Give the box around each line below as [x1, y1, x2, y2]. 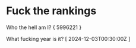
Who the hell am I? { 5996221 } [6, 24, 82, 31]
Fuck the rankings [6, 4, 97, 18]
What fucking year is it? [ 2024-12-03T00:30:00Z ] [6, 35, 131, 42]
